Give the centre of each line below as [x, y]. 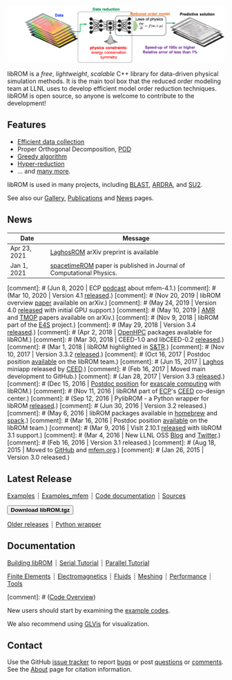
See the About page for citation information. [70, 670]
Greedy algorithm [42, 156]
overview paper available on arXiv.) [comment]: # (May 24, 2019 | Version [112, 303]
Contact [25, 646]
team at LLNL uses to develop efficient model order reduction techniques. [112, 88]
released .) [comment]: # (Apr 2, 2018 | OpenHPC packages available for [109, 332]
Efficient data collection [51, 141]
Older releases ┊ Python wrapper [54, 524]
